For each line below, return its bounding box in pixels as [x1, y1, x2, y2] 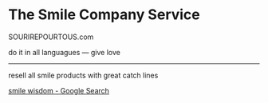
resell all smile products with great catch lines [8, 70, 159, 80]
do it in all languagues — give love [8, 47, 121, 57]
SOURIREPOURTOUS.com [8, 32, 94, 42]
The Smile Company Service [8, 6, 201, 24]
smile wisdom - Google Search [8, 85, 110, 95]
